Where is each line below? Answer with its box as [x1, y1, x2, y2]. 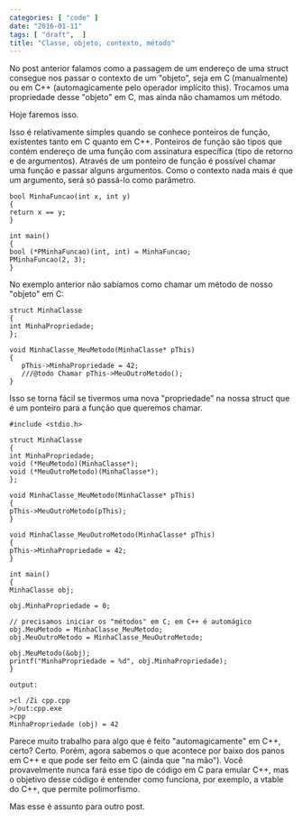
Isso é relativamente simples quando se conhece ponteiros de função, [9, 127, 270, 138]
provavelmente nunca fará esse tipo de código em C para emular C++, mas [9, 764, 289, 776]
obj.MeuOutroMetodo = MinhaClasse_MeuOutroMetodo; [9, 633, 204, 642]
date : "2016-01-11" [9, 22, 83, 31]
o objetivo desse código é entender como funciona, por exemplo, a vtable [9, 774, 284, 785]
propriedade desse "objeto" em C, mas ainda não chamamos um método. [9, 92, 282, 103]
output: [9, 680, 39, 690]
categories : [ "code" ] [9, 13, 99, 23]
